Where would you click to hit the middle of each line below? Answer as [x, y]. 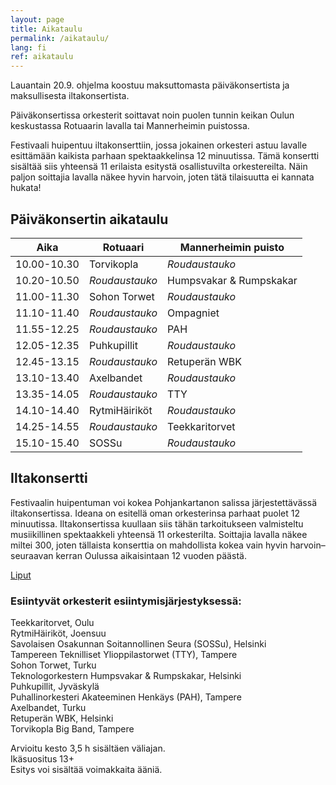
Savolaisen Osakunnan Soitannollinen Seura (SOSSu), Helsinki [138, 644]
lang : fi [28, 47]
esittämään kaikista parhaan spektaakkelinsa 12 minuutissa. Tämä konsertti [165, 156]
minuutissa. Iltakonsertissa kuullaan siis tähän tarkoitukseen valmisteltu [157, 523]
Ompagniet [193, 313]
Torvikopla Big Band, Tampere [72, 729]
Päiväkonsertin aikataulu [89, 219]
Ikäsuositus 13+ [42, 759]
